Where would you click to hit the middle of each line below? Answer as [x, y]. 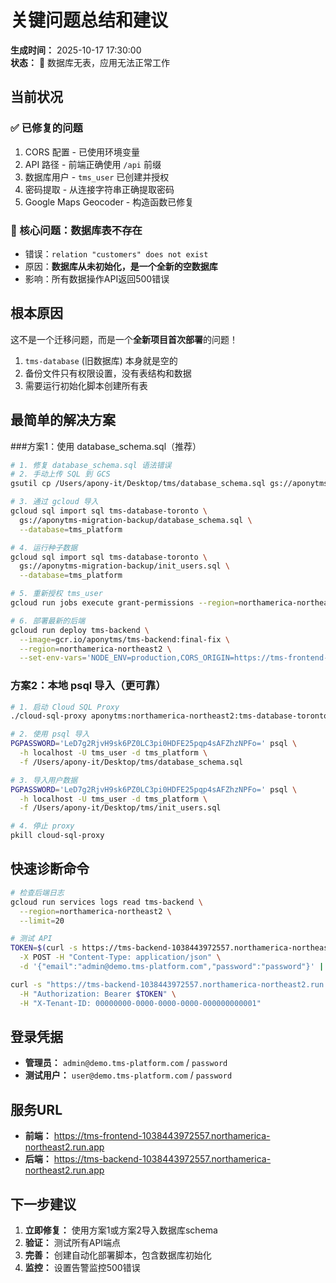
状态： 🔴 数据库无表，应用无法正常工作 [90, 62]
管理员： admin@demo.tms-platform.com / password [126, 1063]
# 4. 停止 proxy [42, 826]
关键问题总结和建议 [89, 20]
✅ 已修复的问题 [46, 128]
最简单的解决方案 [63, 420]
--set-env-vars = [53, 658]
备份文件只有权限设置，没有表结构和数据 [108, 373]
